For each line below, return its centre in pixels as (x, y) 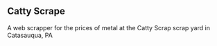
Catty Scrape (36, 11)
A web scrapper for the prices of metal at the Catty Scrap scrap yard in (108, 27)
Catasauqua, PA (30, 35)
